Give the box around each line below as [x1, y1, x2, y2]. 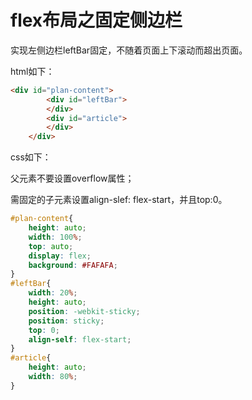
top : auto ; [28, 241, 74, 251]
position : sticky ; [28, 316, 105, 326]
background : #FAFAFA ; [28, 260, 118, 270]
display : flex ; [28, 251, 92, 261]
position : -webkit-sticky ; [28, 306, 141, 316]
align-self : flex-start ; [28, 334, 132, 345]
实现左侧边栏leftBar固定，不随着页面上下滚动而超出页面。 [10, 44, 248, 56]
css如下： [10, 151, 52, 163]
